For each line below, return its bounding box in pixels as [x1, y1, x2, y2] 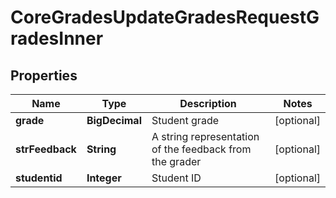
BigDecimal [86, 114, 142, 127]
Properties [10, 67, 78, 84]
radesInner [10, 27, 104, 50]
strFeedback [15, 142, 77, 156]
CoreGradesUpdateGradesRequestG [10, 6, 320, 29]
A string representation [151, 130, 260, 143]
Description [179, 97, 237, 110]
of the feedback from [151, 142, 252, 156]
